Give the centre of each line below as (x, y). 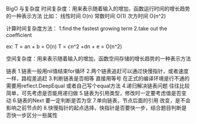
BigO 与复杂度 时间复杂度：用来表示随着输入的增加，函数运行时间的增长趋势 (98, 9)
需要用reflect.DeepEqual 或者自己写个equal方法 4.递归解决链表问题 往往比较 (98, 86)
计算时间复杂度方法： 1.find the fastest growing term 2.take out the (87, 29)
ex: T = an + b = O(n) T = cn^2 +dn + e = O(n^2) (64, 46)
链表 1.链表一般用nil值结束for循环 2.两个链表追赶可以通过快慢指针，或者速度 (97, 71)
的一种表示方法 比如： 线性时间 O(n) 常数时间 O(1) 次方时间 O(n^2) (86, 16)
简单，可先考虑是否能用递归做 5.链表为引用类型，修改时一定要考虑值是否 (94, 93)
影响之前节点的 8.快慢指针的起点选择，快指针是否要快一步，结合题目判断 (94, 108)
